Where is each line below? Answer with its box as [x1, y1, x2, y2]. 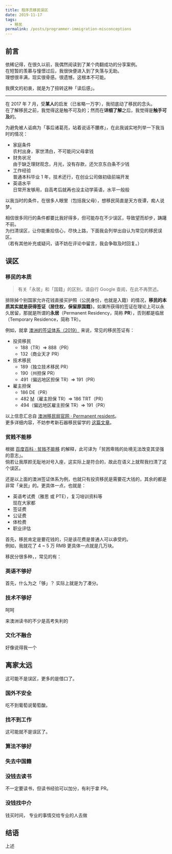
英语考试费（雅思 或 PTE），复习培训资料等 [12, 493, 103, 499]
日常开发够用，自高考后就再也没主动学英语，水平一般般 [12, 186, 130, 193]
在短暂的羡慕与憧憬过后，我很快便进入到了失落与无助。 [5, 68, 122, 74]
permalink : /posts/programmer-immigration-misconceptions [5, 27, 132, 32]
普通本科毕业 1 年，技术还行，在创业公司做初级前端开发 [12, 174, 130, 180]
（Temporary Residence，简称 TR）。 [5, 316, 83, 322]
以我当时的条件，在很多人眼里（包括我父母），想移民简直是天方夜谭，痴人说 [5, 197, 165, 203]
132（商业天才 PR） [20, 350, 62, 357]
